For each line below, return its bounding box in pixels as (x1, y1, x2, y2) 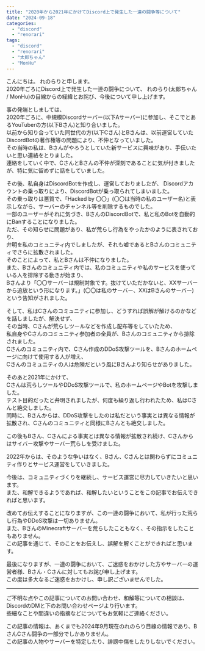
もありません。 (6, 532, 44, 539)
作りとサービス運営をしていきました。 (16, 460, 113, 467)
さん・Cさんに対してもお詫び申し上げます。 (31, 568, 142, 575)
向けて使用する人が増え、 (22, 353, 87, 360)
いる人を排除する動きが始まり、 (6, 271, 87, 278)
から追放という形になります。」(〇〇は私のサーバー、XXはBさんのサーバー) (6, 286, 194, 293)
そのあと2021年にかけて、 (6, 373, 72, 381)
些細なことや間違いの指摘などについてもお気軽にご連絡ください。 (6, 610, 172, 617)
